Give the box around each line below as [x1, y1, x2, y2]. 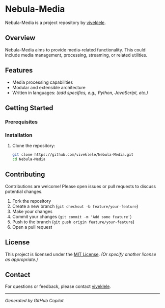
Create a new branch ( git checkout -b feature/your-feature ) [12, 203, 138, 209]
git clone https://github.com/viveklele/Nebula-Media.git [12, 152, 134, 157]
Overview [5, 34, 36, 42]
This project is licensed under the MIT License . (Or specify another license [5, 251, 156, 257]
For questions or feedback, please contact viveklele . [5, 284, 111, 289]
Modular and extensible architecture [12, 84, 86, 90]
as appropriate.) [5, 256, 38, 262]
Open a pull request [12, 224, 53, 230]
